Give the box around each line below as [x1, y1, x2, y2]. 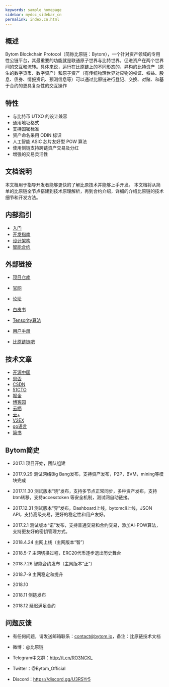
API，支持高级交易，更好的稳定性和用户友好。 [12, 511, 108, 518]
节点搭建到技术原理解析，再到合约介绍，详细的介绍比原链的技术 [31, 188, 164, 194]
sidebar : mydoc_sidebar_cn [5, 12, 62, 17]
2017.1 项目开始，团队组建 [12, 460, 66, 466]
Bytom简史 [5, 446, 40, 455]
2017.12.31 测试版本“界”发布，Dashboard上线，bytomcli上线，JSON [12, 505, 152, 511]
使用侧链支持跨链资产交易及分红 [12, 145, 79, 151]
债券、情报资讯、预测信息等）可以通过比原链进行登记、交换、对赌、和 [14, 76, 159, 82]
